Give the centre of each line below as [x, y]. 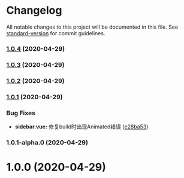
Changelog [34, 10]
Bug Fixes [21, 113]
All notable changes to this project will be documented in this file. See [92, 27]
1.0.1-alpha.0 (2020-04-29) [47, 142]
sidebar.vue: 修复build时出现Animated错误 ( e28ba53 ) [82, 127]
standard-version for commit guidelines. [56, 33]
